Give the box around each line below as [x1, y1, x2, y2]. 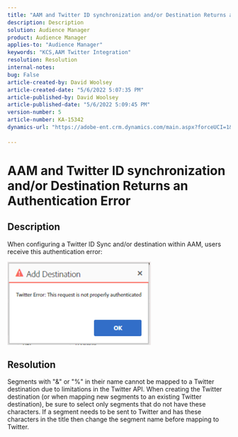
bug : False [7, 71, 40, 78]
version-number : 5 [7, 109, 62, 116]
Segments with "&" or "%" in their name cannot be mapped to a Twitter [7, 377, 215, 386]
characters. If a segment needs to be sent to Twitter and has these [7, 408, 202, 416]
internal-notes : [7, 64, 55, 71]
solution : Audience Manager [7, 26, 91, 33]
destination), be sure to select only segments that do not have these [7, 400, 206, 409]
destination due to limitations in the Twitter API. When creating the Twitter [7, 385, 222, 394]
